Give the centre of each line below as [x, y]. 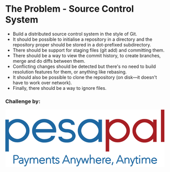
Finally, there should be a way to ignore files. [60, 88]
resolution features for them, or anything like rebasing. [70, 71]
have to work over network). [42, 83]
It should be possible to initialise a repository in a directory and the [82, 39]
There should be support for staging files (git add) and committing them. [89, 50]
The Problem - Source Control [69, 9]
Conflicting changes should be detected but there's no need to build [84, 66]
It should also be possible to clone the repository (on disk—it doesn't [85, 77]
